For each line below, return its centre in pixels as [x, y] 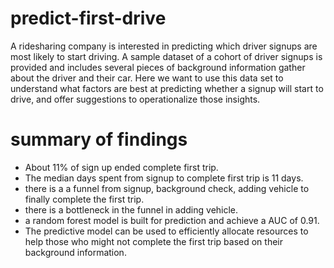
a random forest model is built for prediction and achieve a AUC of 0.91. [172, 220]
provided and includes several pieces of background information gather [158, 67]
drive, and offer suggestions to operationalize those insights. [135, 99]
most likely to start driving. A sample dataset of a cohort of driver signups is [166, 56]
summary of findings [99, 139]
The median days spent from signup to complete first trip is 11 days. [164, 178]
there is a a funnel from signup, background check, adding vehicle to [167, 188]
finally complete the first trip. [84, 199]
